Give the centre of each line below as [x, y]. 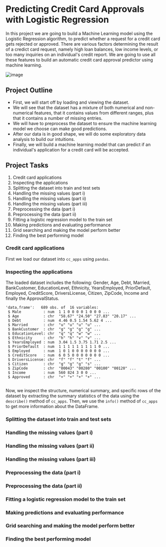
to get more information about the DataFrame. [52, 407]
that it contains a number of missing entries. [58, 118]
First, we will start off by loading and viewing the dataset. [71, 102]
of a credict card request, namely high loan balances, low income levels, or [82, 49]
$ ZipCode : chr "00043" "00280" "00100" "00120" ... [72, 368]
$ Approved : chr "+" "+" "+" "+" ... [54, 377]
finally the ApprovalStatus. [33, 298]
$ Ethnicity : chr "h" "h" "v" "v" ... [54, 338]
